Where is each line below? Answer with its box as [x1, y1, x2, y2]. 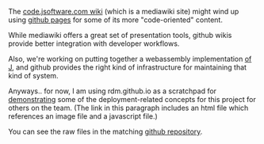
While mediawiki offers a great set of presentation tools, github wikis [8, 31, 232, 40]
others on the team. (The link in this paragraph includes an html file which [8, 103, 249, 112]
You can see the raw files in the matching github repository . [8, 127, 203, 136]
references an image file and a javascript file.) [8, 112, 159, 121]
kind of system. [8, 71, 59, 80]
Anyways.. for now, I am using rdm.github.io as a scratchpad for [8, 86, 216, 96]
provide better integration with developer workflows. [8, 39, 180, 48]
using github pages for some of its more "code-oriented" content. [8, 15, 224, 25]
